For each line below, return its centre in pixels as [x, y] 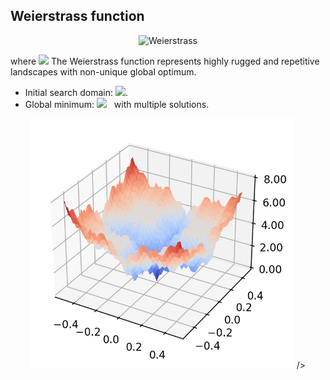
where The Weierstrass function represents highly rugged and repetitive [165, 61]
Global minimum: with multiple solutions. [117, 104]
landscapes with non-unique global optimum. [103, 71]
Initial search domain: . [76, 92]
